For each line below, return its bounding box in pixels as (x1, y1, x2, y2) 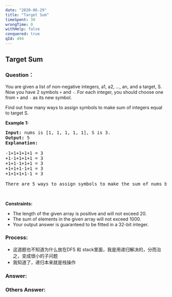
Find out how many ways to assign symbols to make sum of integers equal (5, 104, 163, 110)
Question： (5, 71, 34, 78)
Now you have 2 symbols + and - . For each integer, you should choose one (5, 89, 164, 95)
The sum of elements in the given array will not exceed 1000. (12, 216, 141, 222)
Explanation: (5, 140, 38, 146)
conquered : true (5, 31, 40, 36)
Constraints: (5, 201, 33, 207)
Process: (5, 234, 28, 241)
